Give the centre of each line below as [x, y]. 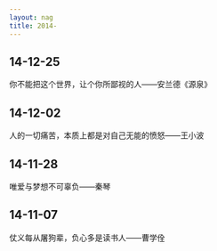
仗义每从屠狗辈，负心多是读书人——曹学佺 [87, 238]
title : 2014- [33, 26]
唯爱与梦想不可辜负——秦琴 [60, 186]
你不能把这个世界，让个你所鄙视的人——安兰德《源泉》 [110, 85]
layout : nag [31, 17]
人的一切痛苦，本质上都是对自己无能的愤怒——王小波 [107, 135]
